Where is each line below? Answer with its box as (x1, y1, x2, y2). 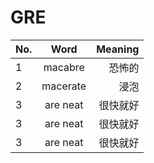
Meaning (96, 42, 140, 56)
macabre (43, 60, 85, 74)
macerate (41, 79, 87, 93)
